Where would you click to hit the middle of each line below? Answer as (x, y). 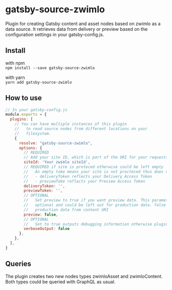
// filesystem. (33, 133)
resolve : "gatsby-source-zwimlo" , (56, 143)
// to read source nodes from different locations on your (81, 129)
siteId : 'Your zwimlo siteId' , (57, 162)
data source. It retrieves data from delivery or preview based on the (77, 29)
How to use (24, 98)
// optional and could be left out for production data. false (95, 205)
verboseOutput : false (47, 229)
